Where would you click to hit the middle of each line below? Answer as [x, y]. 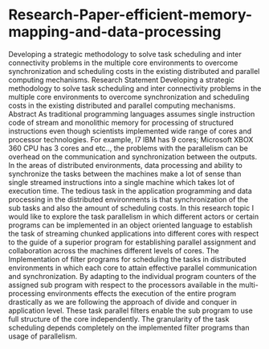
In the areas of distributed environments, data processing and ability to [125, 165]
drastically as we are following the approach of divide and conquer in [123, 302]
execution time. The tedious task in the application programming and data [130, 191]
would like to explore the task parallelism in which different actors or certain [134, 216]
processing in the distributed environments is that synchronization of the [128, 199]
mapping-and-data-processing [115, 32]
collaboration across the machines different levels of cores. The [114, 250]
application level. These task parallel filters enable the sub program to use [130, 310]
